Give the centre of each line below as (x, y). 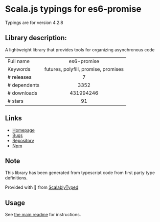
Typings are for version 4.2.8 (34, 22)
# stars (15, 101)
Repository (23, 140)
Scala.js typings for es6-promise (73, 9)
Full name (19, 61)
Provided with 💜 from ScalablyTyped (42, 187)
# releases (20, 77)
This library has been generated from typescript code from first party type (80, 173)
